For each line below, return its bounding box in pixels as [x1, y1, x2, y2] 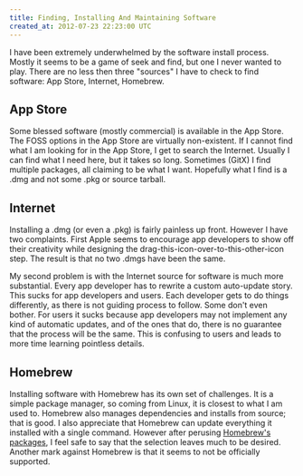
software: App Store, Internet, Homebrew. [9, 75, 165, 86]
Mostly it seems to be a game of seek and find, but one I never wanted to [9, 56, 282, 67]
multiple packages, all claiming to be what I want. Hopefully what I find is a [9, 164, 288, 175]
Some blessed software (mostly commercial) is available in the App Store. [9, 126, 284, 137]
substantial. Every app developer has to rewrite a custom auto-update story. [9, 280, 293, 291]
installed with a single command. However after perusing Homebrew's [9, 427, 271, 438]
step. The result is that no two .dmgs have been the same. [9, 253, 226, 264]
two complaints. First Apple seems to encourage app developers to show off [9, 234, 294, 245]
